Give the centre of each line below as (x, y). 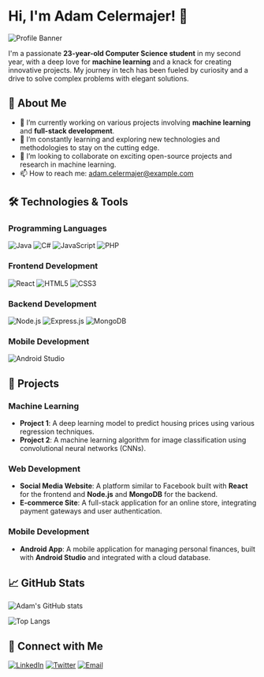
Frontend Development (53, 266)
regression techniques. (57, 432)
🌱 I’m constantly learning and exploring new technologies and (120, 139)
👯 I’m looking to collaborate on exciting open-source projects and (126, 156)
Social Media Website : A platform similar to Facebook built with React (134, 486)
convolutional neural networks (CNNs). (83, 449)
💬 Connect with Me (56, 646)
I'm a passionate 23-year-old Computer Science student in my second (125, 53)
